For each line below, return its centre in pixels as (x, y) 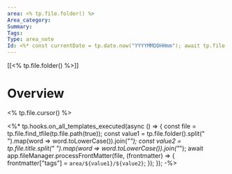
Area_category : (29, 20)
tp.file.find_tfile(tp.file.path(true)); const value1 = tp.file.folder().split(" (106, 133)
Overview (36, 94)
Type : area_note (31, 40)
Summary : (20, 26)
